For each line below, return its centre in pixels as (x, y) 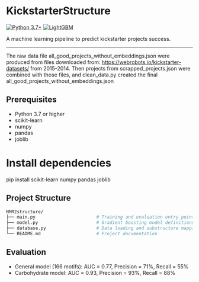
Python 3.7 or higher (40, 114)
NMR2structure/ (25, 211)
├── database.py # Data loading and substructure (92, 228)
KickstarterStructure (58, 11)
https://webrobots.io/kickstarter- (142, 62)
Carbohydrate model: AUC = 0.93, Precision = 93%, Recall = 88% (95, 273)
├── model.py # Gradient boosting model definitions (100, 223)
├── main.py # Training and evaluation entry (92, 217)
